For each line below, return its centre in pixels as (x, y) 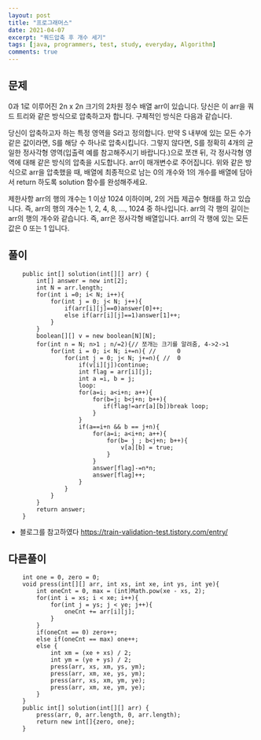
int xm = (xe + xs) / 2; (91, 653)
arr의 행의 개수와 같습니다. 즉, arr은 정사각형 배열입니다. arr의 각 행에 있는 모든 (129, 218)
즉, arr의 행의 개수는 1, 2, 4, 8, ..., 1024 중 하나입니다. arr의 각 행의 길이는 (137, 208)
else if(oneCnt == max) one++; (88, 639)
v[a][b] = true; (147, 447)
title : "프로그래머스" (40, 23)
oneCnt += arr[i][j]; (99, 612)
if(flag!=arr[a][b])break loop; (156, 406)
